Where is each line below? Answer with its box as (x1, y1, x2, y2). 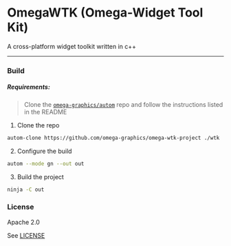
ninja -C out (7, 186, 45, 193)
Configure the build (16, 147, 72, 155)
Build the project (16, 172, 64, 181)
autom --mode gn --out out (7, 160, 85, 167)
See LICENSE (7, 231, 45, 239)
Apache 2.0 (7, 218, 40, 226)
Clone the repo (16, 121, 60, 129)
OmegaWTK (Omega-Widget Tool (7, 5, 203, 21)
